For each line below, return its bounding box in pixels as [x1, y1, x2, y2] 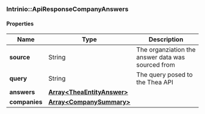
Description [148, 35, 184, 44]
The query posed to [136, 70, 193, 79]
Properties [6, 20, 34, 27]
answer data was [136, 53, 185, 62]
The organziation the [136, 45, 196, 54]
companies [9, 98, 43, 106]
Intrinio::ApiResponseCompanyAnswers [6, 5, 129, 13]
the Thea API [136, 78, 174, 87]
